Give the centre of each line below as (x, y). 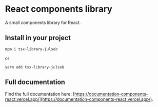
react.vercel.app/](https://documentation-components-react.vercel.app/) (79, 99)
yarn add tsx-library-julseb (35, 67)
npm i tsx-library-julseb (31, 49)
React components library (59, 9)
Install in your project (38, 38)
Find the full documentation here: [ (40, 94)
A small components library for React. (43, 22)
